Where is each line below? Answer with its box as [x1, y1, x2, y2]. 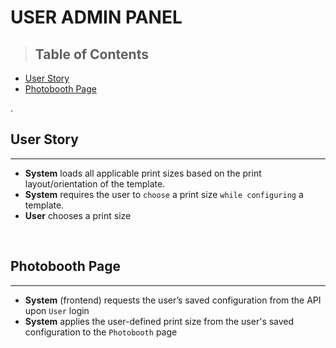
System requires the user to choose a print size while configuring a [24, 188, 304, 200]
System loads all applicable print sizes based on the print [24, 167, 262, 179]
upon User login [24, 304, 90, 316]
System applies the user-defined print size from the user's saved [24, 315, 295, 327]
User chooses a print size [24, 209, 132, 221]
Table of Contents [34, 46, 149, 63]
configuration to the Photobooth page [24, 326, 178, 338]
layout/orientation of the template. [24, 177, 166, 190]
